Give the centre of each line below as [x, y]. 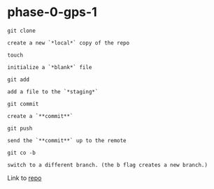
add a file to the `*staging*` [53, 91]
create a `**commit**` [40, 116]
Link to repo [24, 178]
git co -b [22, 153]
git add [19, 80]
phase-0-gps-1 [52, 12]
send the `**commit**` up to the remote [67, 140]
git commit [23, 104]
